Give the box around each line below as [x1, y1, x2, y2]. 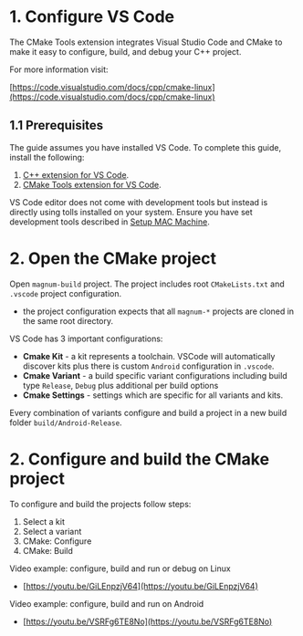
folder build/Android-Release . [9, 417, 122, 428]
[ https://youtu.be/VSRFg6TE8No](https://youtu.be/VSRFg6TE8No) [22, 616, 273, 627]
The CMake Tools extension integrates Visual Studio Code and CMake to [9, 36, 283, 47]
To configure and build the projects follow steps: [9, 498, 192, 509]
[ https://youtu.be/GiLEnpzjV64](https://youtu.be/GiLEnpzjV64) [22, 580, 258, 591]
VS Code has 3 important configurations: [9, 333, 163, 344]
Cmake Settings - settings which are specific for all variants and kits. [22, 390, 284, 401]
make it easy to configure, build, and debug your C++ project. [9, 46, 242, 57]
